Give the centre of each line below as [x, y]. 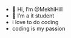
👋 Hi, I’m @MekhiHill [37, 9]
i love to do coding [35, 22]
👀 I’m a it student [33, 16]
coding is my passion [39, 28]
